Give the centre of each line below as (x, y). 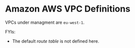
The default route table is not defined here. (56, 41)
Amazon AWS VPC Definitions (68, 9)
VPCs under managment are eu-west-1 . (45, 22)
